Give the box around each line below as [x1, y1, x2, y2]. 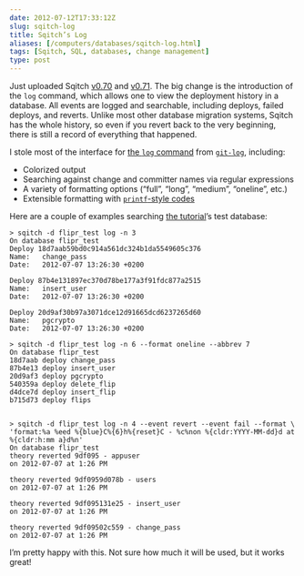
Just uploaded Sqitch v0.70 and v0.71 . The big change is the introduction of [9, 81, 294, 91]
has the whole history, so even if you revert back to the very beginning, [9, 119, 277, 130]
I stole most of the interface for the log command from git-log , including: [9, 147, 286, 157]
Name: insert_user [9, 284, 88, 293]
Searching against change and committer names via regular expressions [22, 174, 294, 185]
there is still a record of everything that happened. [9, 129, 198, 139]
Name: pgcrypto [9, 316, 76, 325]
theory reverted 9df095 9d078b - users [9, 475, 157, 484]
